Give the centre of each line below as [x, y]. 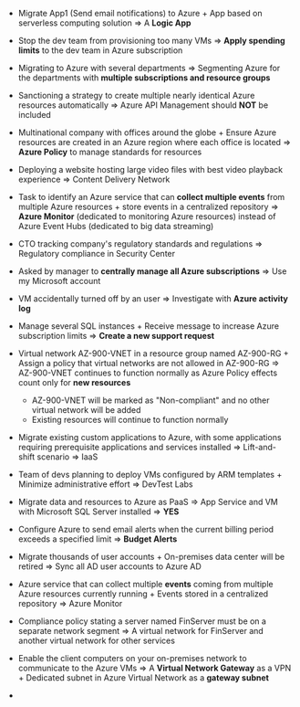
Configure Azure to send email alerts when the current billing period [146, 529]
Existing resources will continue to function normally [130, 420]
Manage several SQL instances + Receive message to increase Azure [149, 326]
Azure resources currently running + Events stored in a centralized [143, 594]
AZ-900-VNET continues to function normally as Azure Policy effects [148, 373]
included [35, 115]
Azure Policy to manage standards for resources [110, 152]
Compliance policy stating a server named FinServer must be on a [142, 621]
